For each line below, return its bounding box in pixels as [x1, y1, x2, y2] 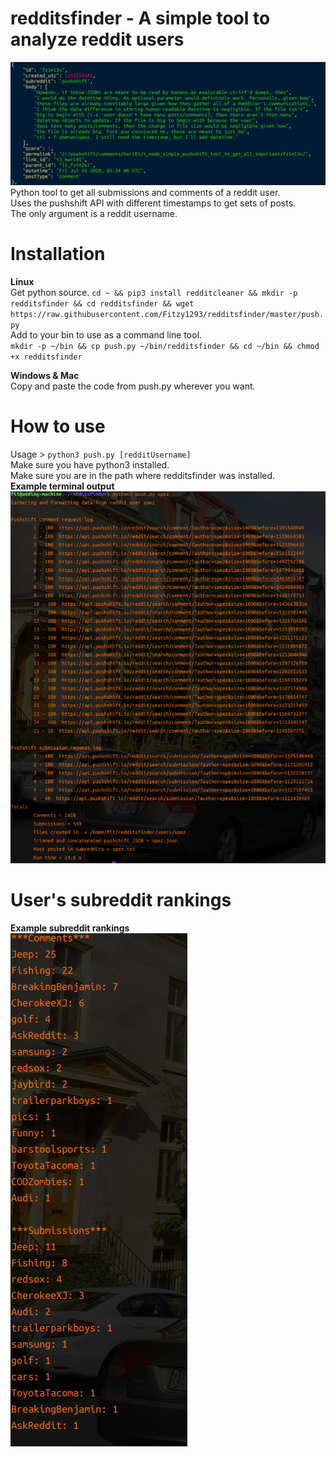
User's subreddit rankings [10, 889, 232, 912]
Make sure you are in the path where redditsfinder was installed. [10, 469, 276, 481]
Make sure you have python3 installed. [10, 458, 170, 471]
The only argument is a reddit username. [10, 207, 178, 219]
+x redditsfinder [10, 352, 83, 362]
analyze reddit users [10, 28, 185, 51]
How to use [10, 415, 106, 437]
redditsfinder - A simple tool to [10, 7, 271, 30]
